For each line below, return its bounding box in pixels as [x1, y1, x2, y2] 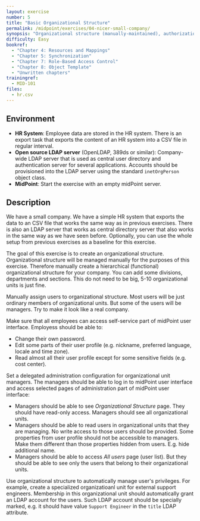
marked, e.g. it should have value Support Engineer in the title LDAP [6, 503, 177, 510]
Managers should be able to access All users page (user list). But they [14, 453, 187, 460]
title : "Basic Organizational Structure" [6, 20, 111, 26]
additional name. [14, 447, 56, 454]
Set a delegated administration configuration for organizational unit [6, 372, 171, 379]
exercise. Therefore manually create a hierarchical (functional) [6, 263, 159, 270]
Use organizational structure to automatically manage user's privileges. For [6, 478, 190, 485]
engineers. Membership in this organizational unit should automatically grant [6, 490, 194, 497]
